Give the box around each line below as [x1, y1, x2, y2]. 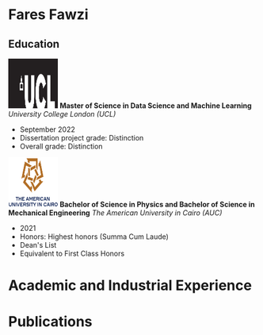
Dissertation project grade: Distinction [19, 133, 144, 142]
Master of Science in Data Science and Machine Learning [59, 101, 252, 110]
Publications [8, 313, 93, 331]
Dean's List [19, 241, 57, 249]
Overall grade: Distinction [19, 141, 103, 151]
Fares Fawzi [8, 6, 89, 24]
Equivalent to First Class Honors [19, 248, 125, 258]
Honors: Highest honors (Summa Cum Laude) [19, 232, 169, 241]
